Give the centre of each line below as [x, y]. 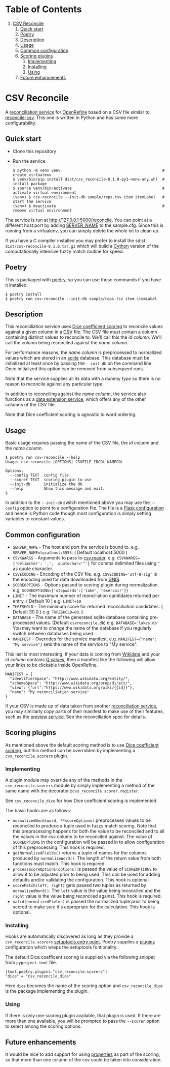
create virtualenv [32, 175]
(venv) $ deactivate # [89, 206]
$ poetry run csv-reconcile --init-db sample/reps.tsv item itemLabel [81, 299]
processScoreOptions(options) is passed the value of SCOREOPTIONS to [85, 869]
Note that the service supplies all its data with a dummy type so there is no [83, 379]
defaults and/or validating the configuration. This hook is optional [81, 880]
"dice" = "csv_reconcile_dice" [38, 976]
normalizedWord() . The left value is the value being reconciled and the [87, 891]
